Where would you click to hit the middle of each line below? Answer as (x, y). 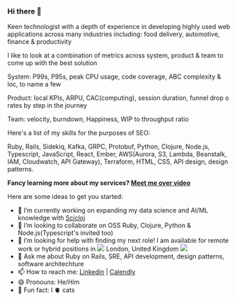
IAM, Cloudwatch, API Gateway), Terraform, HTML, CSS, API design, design (118, 161)
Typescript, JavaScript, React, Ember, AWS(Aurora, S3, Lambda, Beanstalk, (117, 154)
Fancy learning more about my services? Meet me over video (99, 183)
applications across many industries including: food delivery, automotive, (114, 34)
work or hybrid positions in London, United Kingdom (98, 249)
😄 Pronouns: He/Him (48, 282)
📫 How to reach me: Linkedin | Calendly (76, 272)
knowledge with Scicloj (51, 218)
